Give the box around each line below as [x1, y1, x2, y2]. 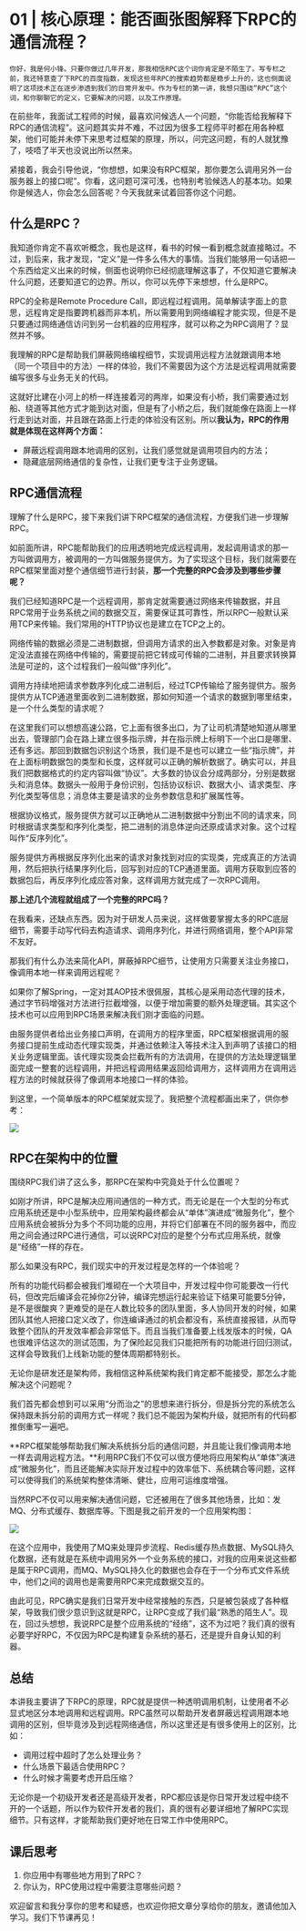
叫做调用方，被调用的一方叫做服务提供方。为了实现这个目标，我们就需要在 [16, 553, 297, 564]
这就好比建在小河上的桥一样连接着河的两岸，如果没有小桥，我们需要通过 [9, 391, 280, 402]
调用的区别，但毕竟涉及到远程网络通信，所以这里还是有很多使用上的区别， [9, 1719, 289, 1730]
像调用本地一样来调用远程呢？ [9, 966, 121, 977]
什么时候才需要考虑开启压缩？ [22, 1773, 135, 1783]
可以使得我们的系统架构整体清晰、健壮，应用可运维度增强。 [9, 1475, 233, 1486]
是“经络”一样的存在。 [9, 1241, 89, 1252]
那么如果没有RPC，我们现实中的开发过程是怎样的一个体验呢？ [9, 1261, 241, 1272]
